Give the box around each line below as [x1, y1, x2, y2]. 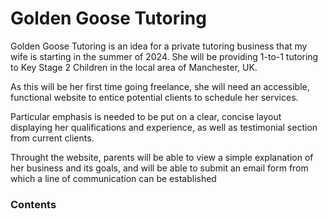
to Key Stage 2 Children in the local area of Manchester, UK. [10, 61, 258, 73]
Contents [10, 197, 57, 211]
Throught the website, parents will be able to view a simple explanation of [10, 151, 314, 163]
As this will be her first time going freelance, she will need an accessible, [10, 80, 310, 92]
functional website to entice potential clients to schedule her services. [10, 91, 299, 103]
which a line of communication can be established [10, 172, 217, 184]
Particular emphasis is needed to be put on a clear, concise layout [10, 110, 282, 122]
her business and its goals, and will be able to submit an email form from [10, 162, 309, 174]
